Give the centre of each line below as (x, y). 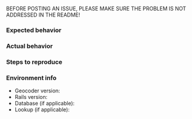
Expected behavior (34, 30)
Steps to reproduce (34, 62)
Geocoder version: (37, 91)
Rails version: (31, 97)
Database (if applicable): (45, 104)
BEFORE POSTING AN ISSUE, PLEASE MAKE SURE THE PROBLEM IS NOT (96, 9)
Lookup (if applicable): (42, 110)
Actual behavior (30, 46)
